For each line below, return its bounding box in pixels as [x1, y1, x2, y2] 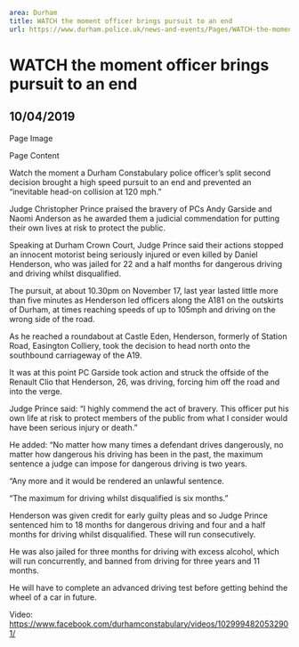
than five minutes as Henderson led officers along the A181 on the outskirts [9, 295, 284, 305]
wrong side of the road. [9, 313, 95, 324]
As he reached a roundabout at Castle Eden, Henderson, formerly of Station [9, 330, 287, 342]
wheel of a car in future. [9, 592, 98, 603]
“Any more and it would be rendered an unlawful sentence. [9, 475, 225, 486]
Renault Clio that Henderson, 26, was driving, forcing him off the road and [9, 376, 280, 387]
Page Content [9, 150, 60, 160]
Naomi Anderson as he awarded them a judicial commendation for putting [9, 213, 280, 223]
